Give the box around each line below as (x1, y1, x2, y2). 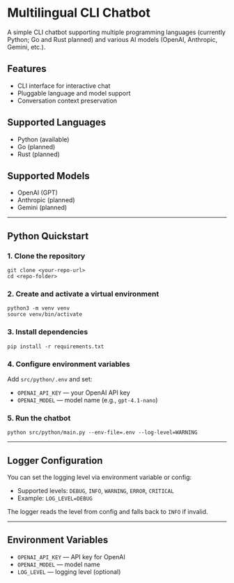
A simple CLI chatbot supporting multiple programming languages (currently (7, 28, 226, 36)
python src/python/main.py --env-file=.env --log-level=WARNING (7, 429, 198, 437)
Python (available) (17, 135, 70, 144)
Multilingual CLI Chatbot (7, 5, 151, 21)
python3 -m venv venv (7, 305, 70, 312)
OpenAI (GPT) (17, 188, 58, 197)
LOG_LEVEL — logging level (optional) (17, 567, 121, 576)
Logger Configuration (7, 455, 103, 467)
